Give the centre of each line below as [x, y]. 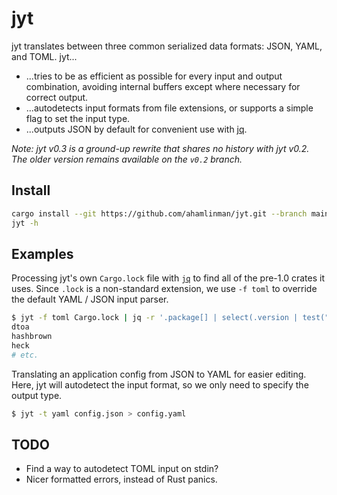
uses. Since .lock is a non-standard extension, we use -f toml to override [164, 289]
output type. [37, 395]
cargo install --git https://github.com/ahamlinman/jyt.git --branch [159, 213]
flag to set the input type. [78, 118]
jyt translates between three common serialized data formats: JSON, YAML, [167, 46]
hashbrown [32, 337]
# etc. [25, 355]
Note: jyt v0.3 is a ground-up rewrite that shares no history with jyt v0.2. [160, 148]
